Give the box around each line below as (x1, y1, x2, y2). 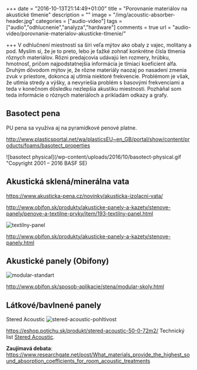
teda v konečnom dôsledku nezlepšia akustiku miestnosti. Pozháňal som (6, 85, 182, 92)
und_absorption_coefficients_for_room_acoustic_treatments (6, 358, 151, 365)
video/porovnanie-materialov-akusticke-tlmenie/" (6, 30, 126, 37)
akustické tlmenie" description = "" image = (6, 11, 112, 18)
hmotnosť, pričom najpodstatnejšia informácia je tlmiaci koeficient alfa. (6, 60, 178, 67)
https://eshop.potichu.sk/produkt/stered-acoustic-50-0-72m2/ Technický (6, 327, 185, 335)
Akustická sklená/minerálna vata (6, 177, 129, 187)
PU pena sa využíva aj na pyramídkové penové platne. (6, 124, 137, 131)
